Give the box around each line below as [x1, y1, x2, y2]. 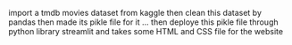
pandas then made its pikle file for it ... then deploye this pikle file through [8, 17, 279, 27]
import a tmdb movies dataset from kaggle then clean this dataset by [8, 8, 263, 18]
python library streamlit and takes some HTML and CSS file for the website [8, 26, 283, 36]
